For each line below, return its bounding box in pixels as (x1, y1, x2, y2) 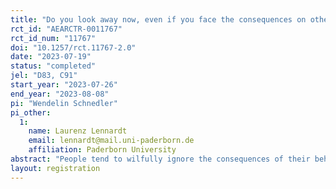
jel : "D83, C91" (10, 71, 78, 81)
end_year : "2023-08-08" (10, 89, 110, 99)
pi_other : (10, 107, 52, 118)
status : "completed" (10, 61, 97, 71)
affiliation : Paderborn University (28, 145, 177, 155)
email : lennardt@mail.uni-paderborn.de (28, 136, 195, 146)
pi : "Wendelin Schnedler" (10, 98, 118, 108)
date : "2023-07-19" (10, 52, 92, 62)
